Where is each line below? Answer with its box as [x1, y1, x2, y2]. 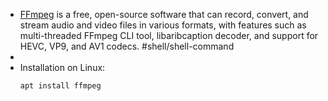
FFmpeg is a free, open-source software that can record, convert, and [19, 9, 309, 20]
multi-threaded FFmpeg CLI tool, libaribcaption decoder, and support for [19, 30, 319, 41]
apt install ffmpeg [19, 81, 102, 91]
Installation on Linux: [19, 62, 106, 73]
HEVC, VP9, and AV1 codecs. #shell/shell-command [19, 40, 235, 52]
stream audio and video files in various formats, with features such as [19, 19, 307, 31]
